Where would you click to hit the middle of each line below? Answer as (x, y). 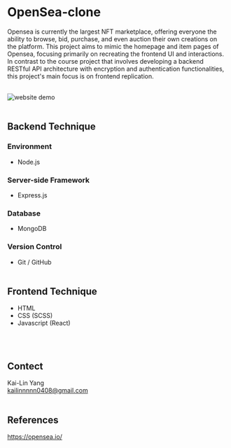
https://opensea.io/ (35, 436)
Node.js (29, 162)
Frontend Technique (52, 291)
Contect (25, 366)
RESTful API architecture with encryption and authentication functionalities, (116, 69)
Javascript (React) (44, 323)
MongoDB (32, 229)
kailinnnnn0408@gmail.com (48, 391)
